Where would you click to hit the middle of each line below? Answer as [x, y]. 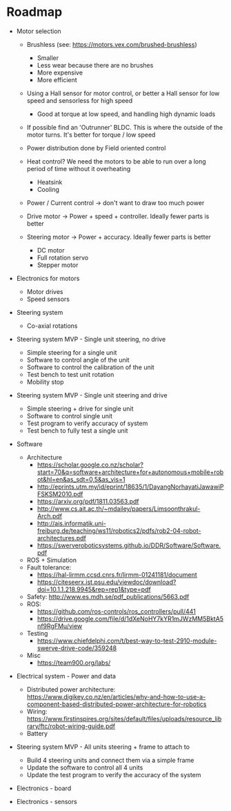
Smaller [48, 58]
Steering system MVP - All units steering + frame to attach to [103, 747]
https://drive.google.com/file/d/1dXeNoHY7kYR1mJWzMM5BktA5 [130, 618]
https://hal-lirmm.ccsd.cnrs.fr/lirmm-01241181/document [117, 574]
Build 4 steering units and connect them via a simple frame [110, 760]
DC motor [51, 250]
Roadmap [34, 12]
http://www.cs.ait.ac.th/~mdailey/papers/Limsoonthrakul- [119, 509]
